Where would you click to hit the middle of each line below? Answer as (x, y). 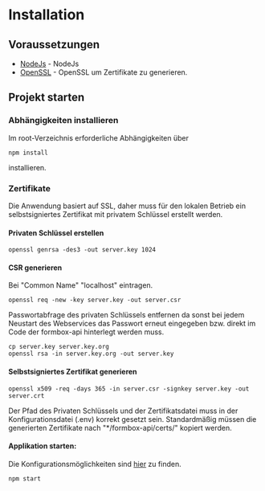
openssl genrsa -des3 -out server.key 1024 (82, 250)
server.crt (26, 395)
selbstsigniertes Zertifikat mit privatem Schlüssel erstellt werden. (116, 214)
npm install (28, 153)
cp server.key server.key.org (59, 347)
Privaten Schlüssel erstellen (56, 233)
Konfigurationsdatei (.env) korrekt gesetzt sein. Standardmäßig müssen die (132, 419)
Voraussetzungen (54, 45)
